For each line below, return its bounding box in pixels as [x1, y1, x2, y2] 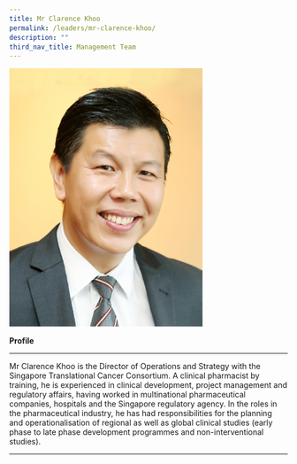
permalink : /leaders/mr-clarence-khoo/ [9, 23, 156, 33]
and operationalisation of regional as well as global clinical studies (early [9, 417, 273, 428]
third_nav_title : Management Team [9, 43, 137, 51]
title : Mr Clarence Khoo [9, 14, 101, 23]
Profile [9, 335, 34, 345]
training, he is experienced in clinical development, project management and [9, 379, 288, 390]
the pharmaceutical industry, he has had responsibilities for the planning [9, 407, 272, 418]
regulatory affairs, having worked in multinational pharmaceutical [9, 389, 246, 399]
